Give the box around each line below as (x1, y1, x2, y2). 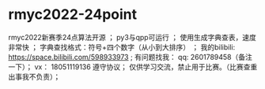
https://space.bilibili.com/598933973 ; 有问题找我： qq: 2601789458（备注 (8, 52, 253, 61)
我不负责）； (21, 72, 61, 81)
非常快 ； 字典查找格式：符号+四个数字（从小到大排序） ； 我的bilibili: (8, 42, 236, 52)
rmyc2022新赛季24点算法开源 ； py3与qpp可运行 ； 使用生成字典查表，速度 (8, 32, 257, 42)
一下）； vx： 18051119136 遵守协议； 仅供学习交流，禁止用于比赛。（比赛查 (8, 61, 251, 72)
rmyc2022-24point (8, 6, 138, 24)
